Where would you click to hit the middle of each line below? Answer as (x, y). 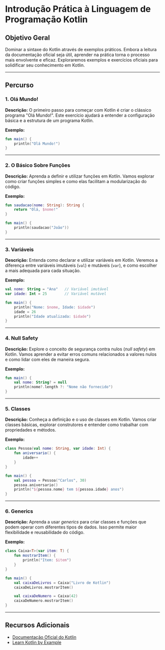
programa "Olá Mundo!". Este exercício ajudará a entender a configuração (80, 115)
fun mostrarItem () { (35, 556)
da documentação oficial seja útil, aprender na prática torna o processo (77, 55)
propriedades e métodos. (31, 430)
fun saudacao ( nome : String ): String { (45, 205)
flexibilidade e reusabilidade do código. (45, 532)
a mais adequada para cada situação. (43, 271)
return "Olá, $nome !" (36, 210)
